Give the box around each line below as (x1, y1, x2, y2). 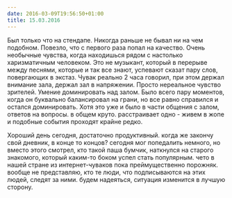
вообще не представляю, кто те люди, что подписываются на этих (7, 168, 206, 176)
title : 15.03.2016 (7, 17, 60, 24)
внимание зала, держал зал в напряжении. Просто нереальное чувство (7, 80, 221, 89)
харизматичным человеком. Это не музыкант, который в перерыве (7, 58, 208, 66)
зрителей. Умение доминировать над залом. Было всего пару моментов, (7, 88, 224, 96)
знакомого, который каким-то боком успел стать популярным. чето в (7, 153, 215, 161)
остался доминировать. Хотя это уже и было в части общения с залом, (7, 102, 220, 111)
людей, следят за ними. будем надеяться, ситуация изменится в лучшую (7, 175, 226, 183)
